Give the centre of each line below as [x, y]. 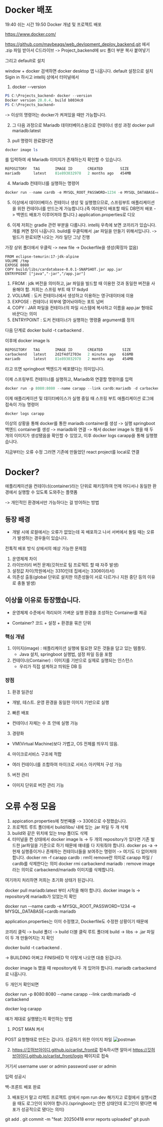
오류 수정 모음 [31, 806]
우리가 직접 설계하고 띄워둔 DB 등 [51, 666]
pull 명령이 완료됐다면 [33, 140]
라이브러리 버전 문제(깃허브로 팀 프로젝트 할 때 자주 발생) [65, 565]
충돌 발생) [27, 583]
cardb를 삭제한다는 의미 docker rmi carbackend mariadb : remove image [83, 863]
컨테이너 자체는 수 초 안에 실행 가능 [45, 723]
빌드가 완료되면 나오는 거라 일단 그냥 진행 [51, 237]
